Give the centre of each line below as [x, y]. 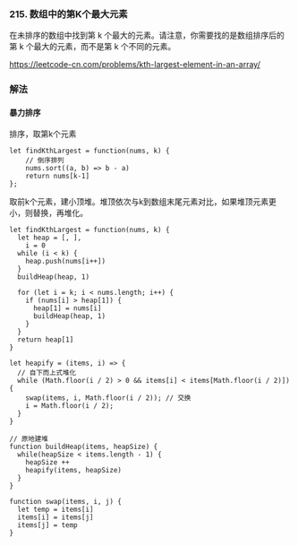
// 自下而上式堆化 [47, 373]
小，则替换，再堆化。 [48, 213]
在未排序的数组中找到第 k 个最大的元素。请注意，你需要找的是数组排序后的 [147, 35]
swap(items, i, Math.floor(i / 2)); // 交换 [108, 398]
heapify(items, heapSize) [74, 471]
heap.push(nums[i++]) [65, 262]
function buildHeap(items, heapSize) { [84, 447]
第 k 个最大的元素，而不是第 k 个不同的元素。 [93, 47]
